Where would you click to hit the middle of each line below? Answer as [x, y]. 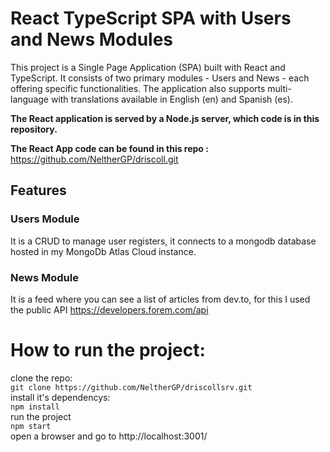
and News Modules [92, 39]
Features [38, 190]
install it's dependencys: [60, 397]
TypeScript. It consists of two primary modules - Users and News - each [160, 78]
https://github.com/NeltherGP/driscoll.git [94, 159]
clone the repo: [41, 378]
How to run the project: [108, 350]
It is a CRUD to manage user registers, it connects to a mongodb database [163, 241]
